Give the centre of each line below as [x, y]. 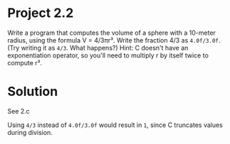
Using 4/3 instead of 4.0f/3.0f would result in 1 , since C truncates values [115, 125]
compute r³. [25, 62]
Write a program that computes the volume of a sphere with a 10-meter [111, 33]
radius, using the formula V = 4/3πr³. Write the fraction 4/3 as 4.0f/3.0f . [114, 40]
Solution [33, 92]
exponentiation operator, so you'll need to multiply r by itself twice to [108, 55]
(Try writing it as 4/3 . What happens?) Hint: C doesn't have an [98, 48]
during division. [30, 132]
